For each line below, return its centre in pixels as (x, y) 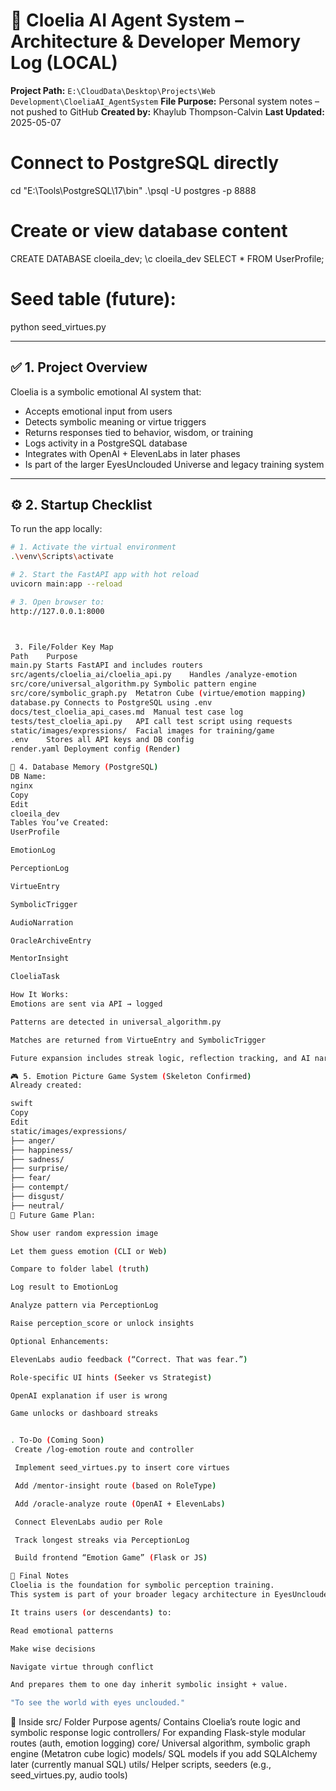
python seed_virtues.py (58, 326)
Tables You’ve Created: (60, 823)
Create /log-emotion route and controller (104, 1450)
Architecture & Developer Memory (156, 41)
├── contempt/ (40, 1187)
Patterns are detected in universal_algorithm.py (116, 1022)
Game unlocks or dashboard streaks (84, 1414)
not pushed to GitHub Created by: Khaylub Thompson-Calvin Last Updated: (167, 111)
